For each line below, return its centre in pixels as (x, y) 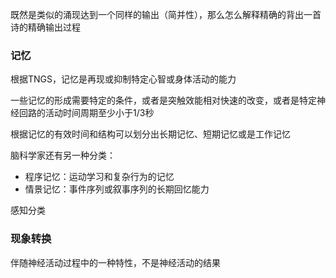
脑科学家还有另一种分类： (63, 155)
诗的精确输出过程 (45, 27)
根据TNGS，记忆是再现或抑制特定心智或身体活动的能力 (123, 79)
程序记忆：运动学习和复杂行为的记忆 (99, 177)
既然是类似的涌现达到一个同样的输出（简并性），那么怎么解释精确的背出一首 (166, 14)
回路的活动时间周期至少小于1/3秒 (86, 113)
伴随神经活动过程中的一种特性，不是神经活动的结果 (115, 262)
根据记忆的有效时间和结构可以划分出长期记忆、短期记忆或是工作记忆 (150, 134)
